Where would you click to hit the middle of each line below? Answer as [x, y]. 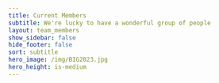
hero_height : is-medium [48, 67]
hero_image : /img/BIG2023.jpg [58, 60]
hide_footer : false [40, 45]
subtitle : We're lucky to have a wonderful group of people [110, 23]
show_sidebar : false [42, 38]
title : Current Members [48, 15]
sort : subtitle [33, 52]
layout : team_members [44, 30]
